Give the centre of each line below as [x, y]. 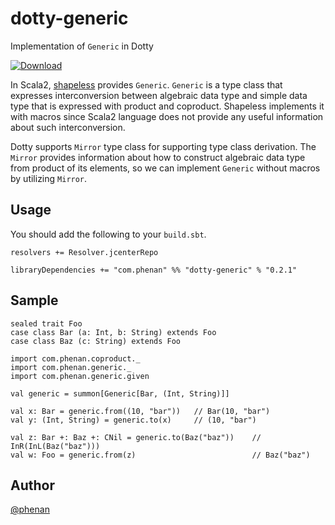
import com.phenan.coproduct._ [75, 358]
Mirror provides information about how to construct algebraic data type [158, 157]
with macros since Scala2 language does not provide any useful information [167, 116]
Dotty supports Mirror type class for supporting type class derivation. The [163, 146]
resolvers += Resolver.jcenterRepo [84, 252]
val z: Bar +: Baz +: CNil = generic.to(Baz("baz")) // [136, 437]
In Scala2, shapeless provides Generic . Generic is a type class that [146, 84]
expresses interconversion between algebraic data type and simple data [159, 95]
